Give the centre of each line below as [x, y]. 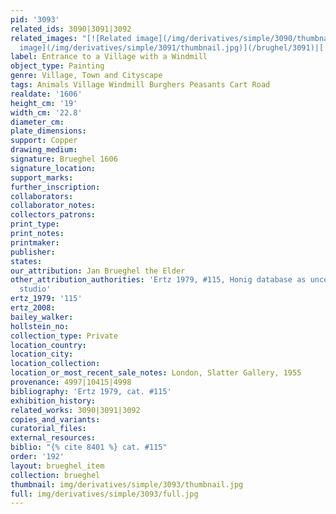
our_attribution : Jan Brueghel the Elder [98, 271]
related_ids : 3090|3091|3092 [71, 29]
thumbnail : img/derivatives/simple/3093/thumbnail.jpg [127, 484]
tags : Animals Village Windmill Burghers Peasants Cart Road [140, 85]
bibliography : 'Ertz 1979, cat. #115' [91, 391]
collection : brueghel [55, 475]
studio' [35, 289]
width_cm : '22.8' [46, 112]
